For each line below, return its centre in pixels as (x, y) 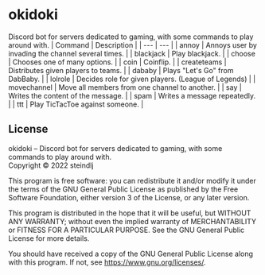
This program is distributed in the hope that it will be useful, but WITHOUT (130, 213)
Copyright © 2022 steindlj (51, 165)
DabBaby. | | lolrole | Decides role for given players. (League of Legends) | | (132, 79)
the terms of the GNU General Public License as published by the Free (123, 189)
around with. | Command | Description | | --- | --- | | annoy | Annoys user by (132, 45)
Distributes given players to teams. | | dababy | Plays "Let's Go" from (121, 70)
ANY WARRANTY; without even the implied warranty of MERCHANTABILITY (132, 221)
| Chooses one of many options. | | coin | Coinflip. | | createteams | (117, 62)
